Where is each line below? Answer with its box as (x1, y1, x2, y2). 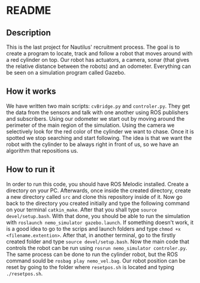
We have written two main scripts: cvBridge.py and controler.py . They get (6, 102, 190, 109)
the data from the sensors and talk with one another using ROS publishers (6, 109, 189, 116)
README (6, 4, 51, 17)
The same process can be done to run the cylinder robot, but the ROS (6, 251, 178, 258)
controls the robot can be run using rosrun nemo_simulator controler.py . (6, 244, 187, 251)
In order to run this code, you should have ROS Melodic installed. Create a (6, 180, 189, 187)
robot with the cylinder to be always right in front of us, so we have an (6, 141, 179, 148)
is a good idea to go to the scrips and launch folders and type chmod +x (6, 225, 181, 232)
